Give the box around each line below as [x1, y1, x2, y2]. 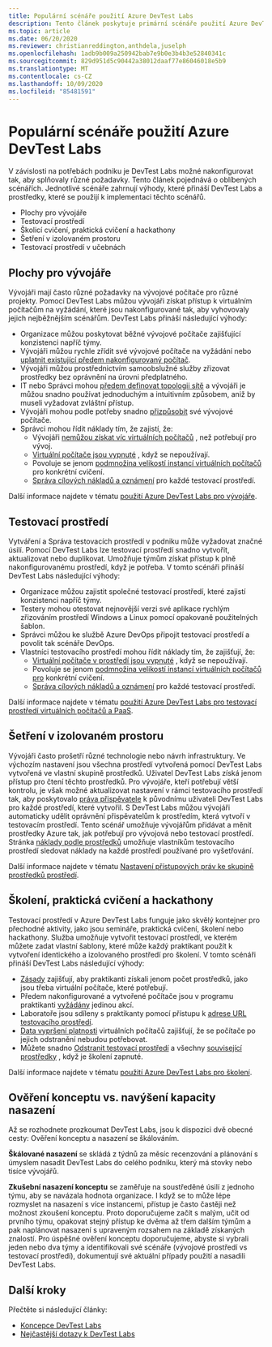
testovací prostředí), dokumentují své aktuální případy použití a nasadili [8, 1251, 245, 1261]
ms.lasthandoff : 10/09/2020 [8, 80, 104, 88]
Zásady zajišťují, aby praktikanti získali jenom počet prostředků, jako [19, 974, 249, 983]
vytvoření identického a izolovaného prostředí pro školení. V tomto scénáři [8, 949, 257, 959]
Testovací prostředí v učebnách [19, 243, 126, 252]
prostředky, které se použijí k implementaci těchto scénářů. [8, 192, 206, 202]
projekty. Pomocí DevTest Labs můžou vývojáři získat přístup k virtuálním [8, 296, 253, 306]
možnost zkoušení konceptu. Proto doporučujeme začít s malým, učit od [8, 1208, 249, 1218]
